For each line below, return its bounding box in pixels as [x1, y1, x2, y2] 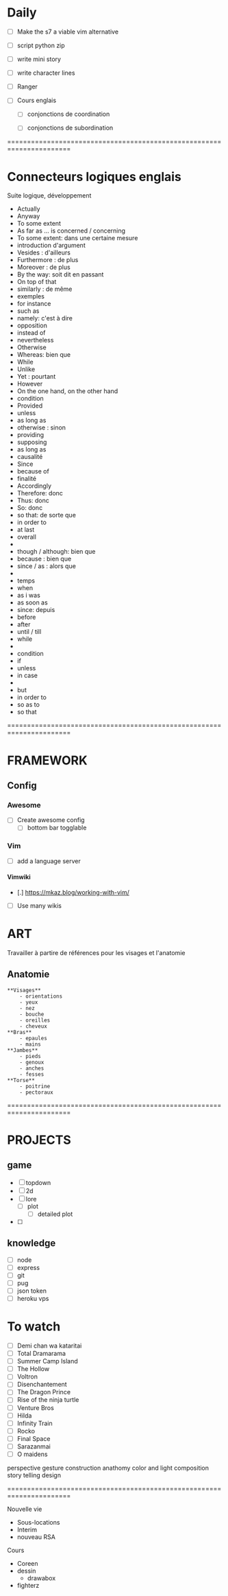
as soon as [16, 598, 48, 607]
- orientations [19, 993, 63, 1000]
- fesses [19, 1070, 45, 1078]
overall [16, 533, 36, 541]
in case [16, 671, 38, 680]
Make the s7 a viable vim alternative [16, 27, 118, 36]
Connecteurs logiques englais [7, 169, 181, 185]
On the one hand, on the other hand [16, 387, 118, 395]
